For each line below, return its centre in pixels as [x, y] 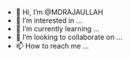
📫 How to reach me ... [52, 46]
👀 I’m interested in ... [49, 20]
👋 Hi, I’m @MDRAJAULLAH [59, 12]
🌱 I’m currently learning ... [58, 29]
